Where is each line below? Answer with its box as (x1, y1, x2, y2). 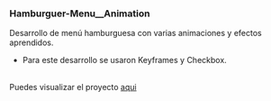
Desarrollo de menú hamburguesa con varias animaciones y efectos (9, 28, 263, 39)
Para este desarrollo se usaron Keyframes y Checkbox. (22, 55, 227, 66)
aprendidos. (9, 37, 54, 48)
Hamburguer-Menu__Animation (9, 7, 150, 20)
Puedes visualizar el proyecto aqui (9, 82, 137, 93)
